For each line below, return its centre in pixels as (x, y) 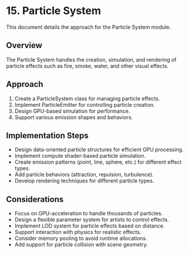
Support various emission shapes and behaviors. (74, 117)
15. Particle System (54, 11)
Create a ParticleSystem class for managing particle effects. (87, 99)
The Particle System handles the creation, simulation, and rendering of (92, 59)
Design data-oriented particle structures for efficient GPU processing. (99, 150)
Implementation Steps (48, 135)
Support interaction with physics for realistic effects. (78, 232)
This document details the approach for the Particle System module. (89, 27)
